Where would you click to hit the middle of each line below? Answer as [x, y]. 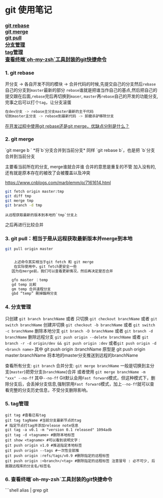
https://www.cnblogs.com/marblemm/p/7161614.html [58, 183]
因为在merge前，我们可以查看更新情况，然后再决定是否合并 [62, 271]
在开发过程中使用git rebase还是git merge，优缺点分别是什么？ [67, 126]
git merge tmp [19, 201]
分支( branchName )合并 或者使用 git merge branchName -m [90, 372]
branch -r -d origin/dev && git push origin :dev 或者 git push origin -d [81, 343]
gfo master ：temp [30, 280]
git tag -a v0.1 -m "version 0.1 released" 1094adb [58, 430]
